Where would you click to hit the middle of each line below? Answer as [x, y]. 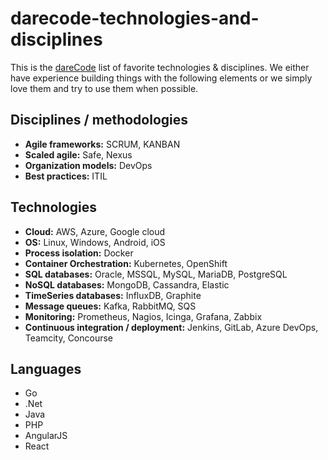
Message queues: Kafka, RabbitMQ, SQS [110, 306]
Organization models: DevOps [88, 165]
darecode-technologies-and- [135, 18]
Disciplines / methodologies [99, 120]
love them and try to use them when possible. [104, 88]
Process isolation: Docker [79, 253]
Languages [46, 368]
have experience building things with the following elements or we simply [161, 78]
